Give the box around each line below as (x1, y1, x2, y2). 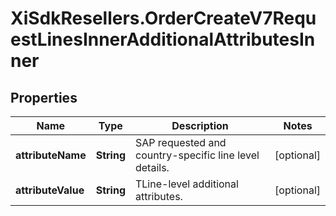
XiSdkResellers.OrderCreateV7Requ (10, 7, 317, 30)
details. (134, 161, 170, 174)
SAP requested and (134, 136, 227, 149)
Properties (10, 89, 78, 106)
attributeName (15, 148, 87, 162)
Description (171, 119, 229, 132)
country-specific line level (134, 148, 260, 162)
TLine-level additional (134, 177, 239, 191)
